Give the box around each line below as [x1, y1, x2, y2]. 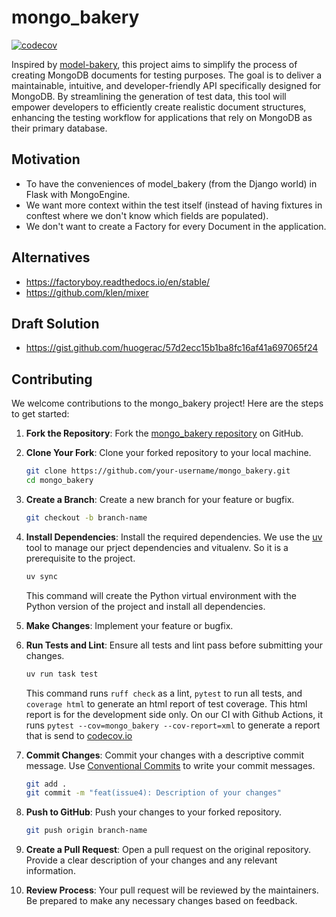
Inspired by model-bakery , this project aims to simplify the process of [11, 58, 298, 70]
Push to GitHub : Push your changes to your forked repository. [25, 806, 283, 818]
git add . [25, 779, 68, 789]
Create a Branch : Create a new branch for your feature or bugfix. [25, 493, 295, 505]
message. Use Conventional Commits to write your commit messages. [25, 759, 316, 771]
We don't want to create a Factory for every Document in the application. [25, 220, 327, 232]
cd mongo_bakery [25, 476, 94, 486]
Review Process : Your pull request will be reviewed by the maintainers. [25, 884, 319, 896]
